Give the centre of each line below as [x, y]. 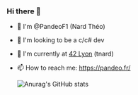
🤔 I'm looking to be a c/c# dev [61, 40]
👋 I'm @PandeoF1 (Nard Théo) [61, 27]
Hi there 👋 [24, 11]
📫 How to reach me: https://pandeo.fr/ [74, 68]
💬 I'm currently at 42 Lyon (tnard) [65, 54]
